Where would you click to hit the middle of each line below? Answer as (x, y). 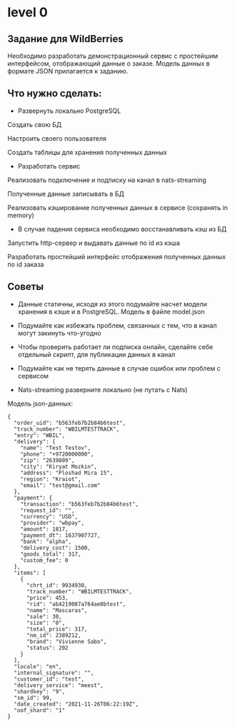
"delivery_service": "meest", (59, 685)
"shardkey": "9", (40, 691)
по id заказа (26, 264)
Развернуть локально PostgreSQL (69, 111)
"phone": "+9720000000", (57, 454)
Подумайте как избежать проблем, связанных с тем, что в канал (117, 325)
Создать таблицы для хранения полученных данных (87, 152)
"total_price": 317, (57, 629)
